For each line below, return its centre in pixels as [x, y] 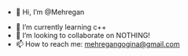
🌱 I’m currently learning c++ [61, 27]
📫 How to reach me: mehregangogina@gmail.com [98, 44]
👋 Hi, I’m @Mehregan [50, 12]
